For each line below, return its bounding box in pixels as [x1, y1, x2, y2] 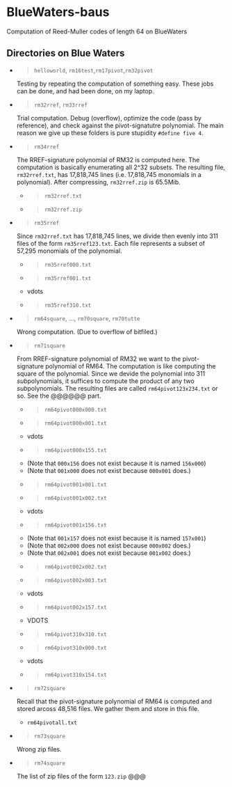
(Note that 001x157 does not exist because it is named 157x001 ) [26, 533, 206, 542]
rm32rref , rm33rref [33, 100, 88, 109]
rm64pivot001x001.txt [44, 481, 107, 488]
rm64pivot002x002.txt [44, 563, 107, 570]
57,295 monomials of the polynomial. [16, 247, 122, 255]
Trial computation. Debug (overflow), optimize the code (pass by [16, 114, 202, 122]
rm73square [33, 733, 66, 740]
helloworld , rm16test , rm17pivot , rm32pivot [33, 65, 154, 74]
